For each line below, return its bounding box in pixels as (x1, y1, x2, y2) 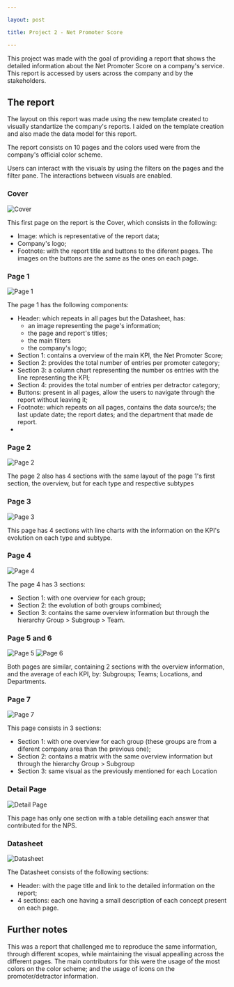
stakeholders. (7, 76, 47, 84)
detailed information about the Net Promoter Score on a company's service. (7, 61, 225, 70)
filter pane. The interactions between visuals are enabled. (7, 171, 173, 180)
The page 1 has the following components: (7, 300, 129, 309)
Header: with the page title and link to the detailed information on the (17, 881, 215, 889)
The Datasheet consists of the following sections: (7, 868, 149, 876)
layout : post (7, 16, 45, 23)
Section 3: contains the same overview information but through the (17, 608, 210, 616)
